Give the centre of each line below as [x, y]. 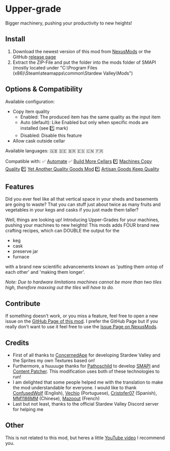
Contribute [23, 304]
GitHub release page [34, 57]
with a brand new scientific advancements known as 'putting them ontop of [84, 267]
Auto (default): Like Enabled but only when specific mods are [84, 122]
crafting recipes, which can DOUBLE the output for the [62, 231]
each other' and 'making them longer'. [45, 272]
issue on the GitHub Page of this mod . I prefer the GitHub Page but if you [82, 321]
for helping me [28, 409]
